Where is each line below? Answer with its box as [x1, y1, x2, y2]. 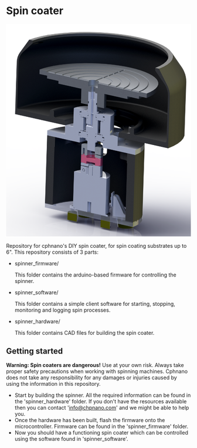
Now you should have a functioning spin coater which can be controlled [14, 429, 189, 436]
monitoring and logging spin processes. [14, 306, 111, 314]
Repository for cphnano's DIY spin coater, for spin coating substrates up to [6, 242, 187, 249]
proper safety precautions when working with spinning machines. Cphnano [6, 368, 188, 375]
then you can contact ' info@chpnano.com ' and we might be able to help [14, 404, 189, 412]
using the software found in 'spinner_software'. [14, 436, 128, 443]
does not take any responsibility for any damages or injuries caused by [6, 374, 177, 381]
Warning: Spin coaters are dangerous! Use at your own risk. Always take [6, 362, 184, 369]
